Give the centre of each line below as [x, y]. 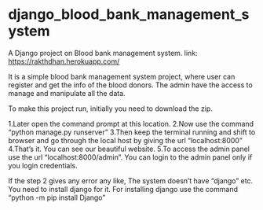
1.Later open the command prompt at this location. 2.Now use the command [131, 123]
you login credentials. [43, 165]
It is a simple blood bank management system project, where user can [122, 76]
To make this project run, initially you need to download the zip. [111, 109]
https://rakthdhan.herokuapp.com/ [64, 61]
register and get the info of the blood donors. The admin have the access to [130, 85]
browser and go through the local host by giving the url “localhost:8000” [126, 140]
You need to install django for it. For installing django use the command [123, 189]
